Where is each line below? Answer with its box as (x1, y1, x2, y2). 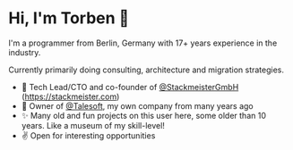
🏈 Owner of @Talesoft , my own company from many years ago (21, 100, 254, 111)
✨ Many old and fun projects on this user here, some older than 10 (21, 110, 266, 121)
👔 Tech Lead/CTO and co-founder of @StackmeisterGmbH (21, 81, 239, 92)
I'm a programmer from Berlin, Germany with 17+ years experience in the (8, 37, 278, 48)
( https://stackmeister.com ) (21, 91, 120, 102)
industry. (8, 46, 41, 57)
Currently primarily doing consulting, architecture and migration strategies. (8, 64, 284, 75)
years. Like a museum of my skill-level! (21, 120, 165, 130)
